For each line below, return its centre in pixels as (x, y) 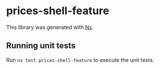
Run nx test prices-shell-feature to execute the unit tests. (80, 60)
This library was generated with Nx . (50, 27)
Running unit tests (41, 46)
